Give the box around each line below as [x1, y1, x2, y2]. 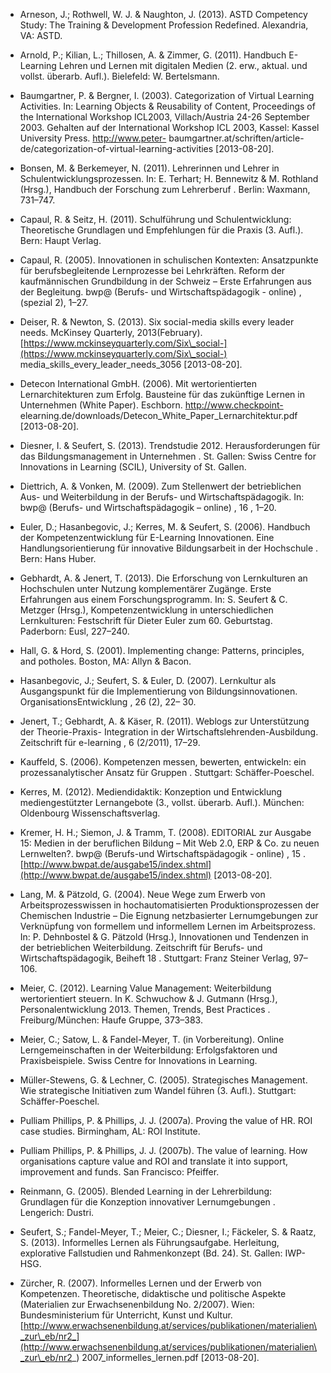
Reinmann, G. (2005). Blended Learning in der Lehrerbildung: [19, 1185, 273, 1197]
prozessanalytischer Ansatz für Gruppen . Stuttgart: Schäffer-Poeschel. [19, 767, 315, 778]
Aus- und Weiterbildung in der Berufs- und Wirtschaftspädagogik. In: [19, 491, 305, 503]
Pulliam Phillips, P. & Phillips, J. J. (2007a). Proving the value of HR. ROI [19, 1115, 313, 1126]
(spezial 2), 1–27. [19, 297, 89, 308]
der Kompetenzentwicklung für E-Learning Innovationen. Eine [19, 532, 275, 543]
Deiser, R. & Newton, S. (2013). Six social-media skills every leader [19, 316, 295, 328]
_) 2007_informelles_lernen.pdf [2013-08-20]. [71, 1352, 260, 1363]
